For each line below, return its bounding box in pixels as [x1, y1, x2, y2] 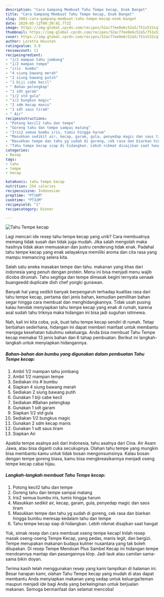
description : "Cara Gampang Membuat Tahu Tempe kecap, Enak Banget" [5, 7, 147, 12]
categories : [5, 148, 30, 153]
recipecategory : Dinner [5, 206, 54, 211]
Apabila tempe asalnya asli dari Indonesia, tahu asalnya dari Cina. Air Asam [5, 440, 156, 446]
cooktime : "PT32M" [5, 197, 43, 203]
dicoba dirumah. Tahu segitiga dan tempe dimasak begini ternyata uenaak [5, 274, 154, 280]
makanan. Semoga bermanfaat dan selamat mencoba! [5, 586, 114, 592]
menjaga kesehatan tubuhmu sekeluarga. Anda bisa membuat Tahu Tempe [5, 329, 155, 335]
